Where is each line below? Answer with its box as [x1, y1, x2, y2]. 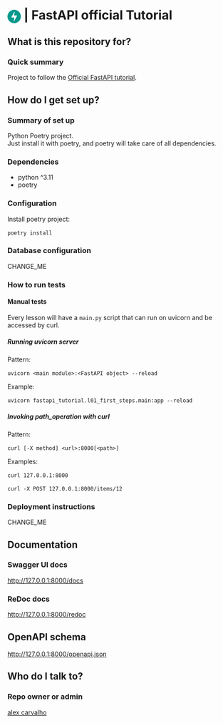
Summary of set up [7, 115, 75, 125]
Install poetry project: [7, 215, 70, 223]
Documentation [7, 538, 78, 550]
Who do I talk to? [7, 670, 83, 682]
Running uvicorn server [7, 337, 79, 346]
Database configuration [7, 246, 91, 256]
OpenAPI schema [7, 631, 87, 643]
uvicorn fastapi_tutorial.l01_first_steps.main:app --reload [7, 396, 193, 404]
